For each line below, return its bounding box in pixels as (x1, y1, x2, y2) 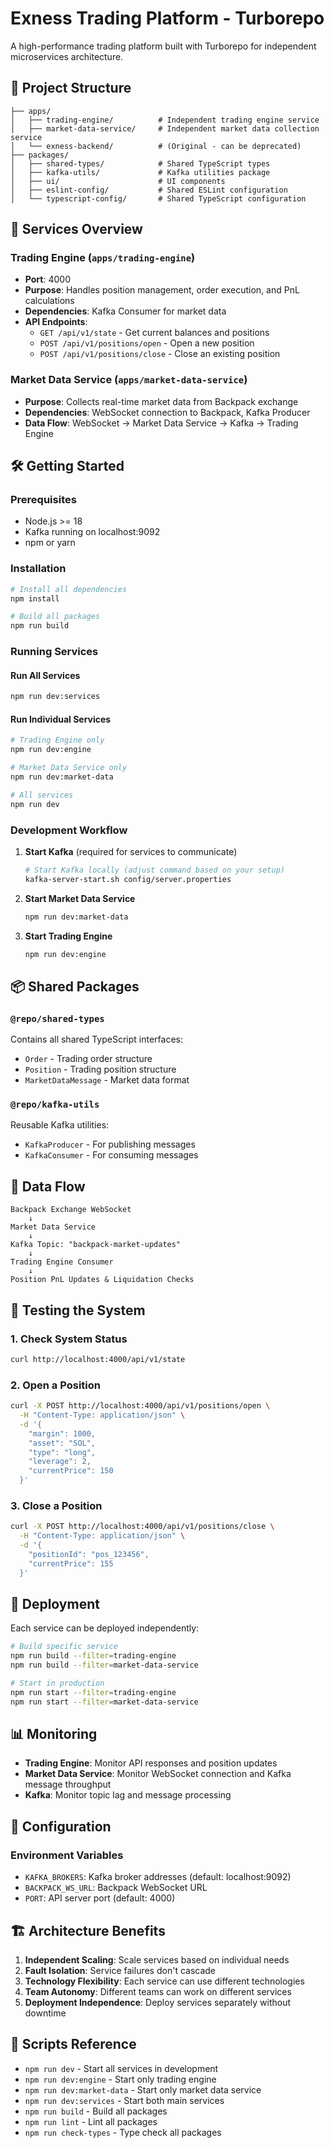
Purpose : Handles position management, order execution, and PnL (24, 284, 300, 296)
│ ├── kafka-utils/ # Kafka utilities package (10, 167, 271, 177)
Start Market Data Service (24, 892, 136, 904)
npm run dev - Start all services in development (24, 2062, 219, 2074)
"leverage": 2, (28, 1457, 92, 1467)
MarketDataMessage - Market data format (24, 1074, 190, 1086)
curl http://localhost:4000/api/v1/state (10, 1354, 186, 1364)
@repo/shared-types (10, 1013, 105, 1024)
